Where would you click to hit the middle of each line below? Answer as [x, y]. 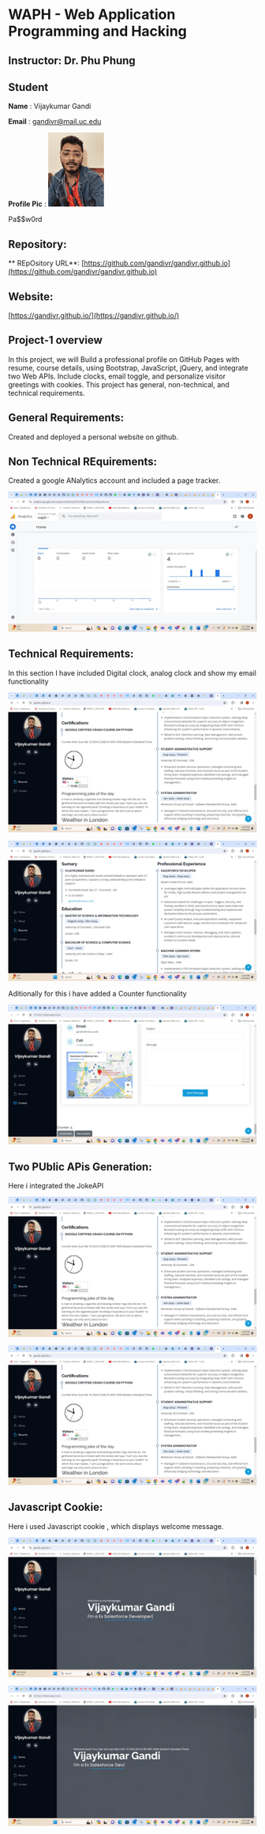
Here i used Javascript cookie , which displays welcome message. [116, 1526]
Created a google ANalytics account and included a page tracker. [114, 480]
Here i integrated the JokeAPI [56, 1186]
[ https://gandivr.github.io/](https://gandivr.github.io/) [94, 316]
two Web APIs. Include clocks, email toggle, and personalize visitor [117, 376]
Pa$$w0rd [25, 220]
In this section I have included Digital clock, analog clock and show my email [132, 672]
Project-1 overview [55, 340]
